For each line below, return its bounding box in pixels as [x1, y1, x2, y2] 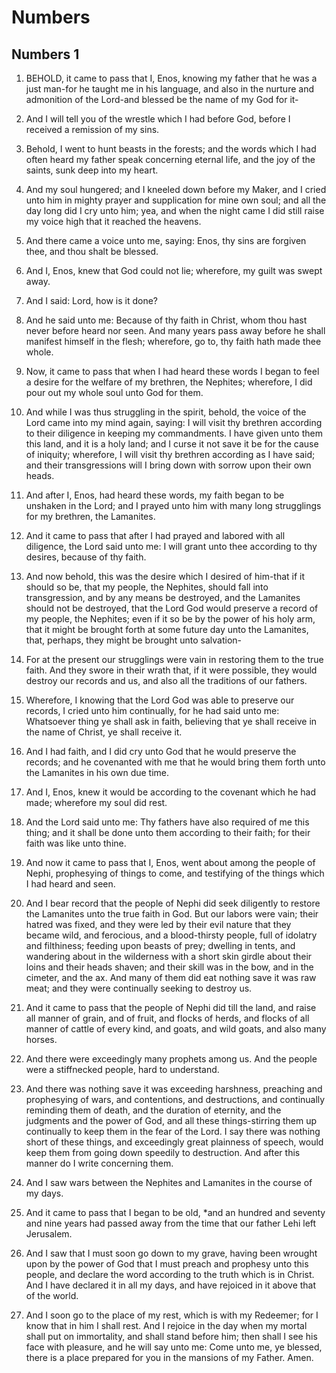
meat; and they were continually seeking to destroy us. [25, 982, 253, 994]
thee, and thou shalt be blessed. [25, 246, 159, 257]
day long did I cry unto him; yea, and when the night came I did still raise [25, 205, 325, 216]
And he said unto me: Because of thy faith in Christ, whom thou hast [25, 314, 308, 326]
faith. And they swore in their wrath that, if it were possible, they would [25, 664, 318, 676]
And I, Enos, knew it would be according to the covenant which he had [25, 786, 317, 798]
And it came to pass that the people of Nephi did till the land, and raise [25, 1002, 317, 1013]
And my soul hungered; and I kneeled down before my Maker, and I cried [25, 184, 327, 195]
